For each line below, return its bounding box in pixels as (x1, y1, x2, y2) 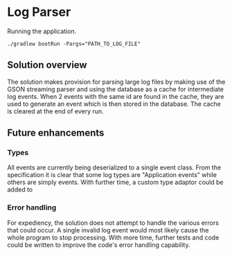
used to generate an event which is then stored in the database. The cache (7, 100, 222, 108)
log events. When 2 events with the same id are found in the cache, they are (7, 92, 224, 100)
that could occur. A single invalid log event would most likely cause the (7, 226, 209, 234)
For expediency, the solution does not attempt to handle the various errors (7, 219, 220, 227)
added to (7, 185, 33, 194)
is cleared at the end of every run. (7, 107, 104, 115)
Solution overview (7, 60, 88, 71)
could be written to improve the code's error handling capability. (7, 240, 190, 249)
